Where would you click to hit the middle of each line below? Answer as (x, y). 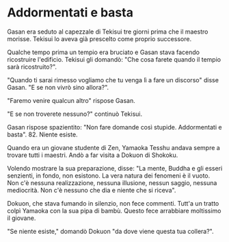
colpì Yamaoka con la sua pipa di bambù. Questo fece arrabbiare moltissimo (114, 210)
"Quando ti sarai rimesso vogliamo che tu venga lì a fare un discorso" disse (113, 80)
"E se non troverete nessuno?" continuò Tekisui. (75, 114)
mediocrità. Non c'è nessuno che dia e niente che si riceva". (92, 190)
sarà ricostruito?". (32, 66)
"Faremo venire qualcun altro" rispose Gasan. (71, 100)
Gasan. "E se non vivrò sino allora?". (58, 87)
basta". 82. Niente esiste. (42, 134)
